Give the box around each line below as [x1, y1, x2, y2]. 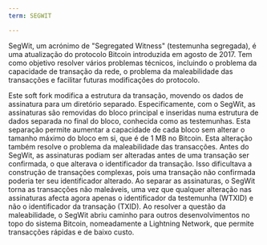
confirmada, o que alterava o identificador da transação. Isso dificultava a [8, 158, 253, 169]
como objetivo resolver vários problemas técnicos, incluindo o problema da [8, 58, 257, 67]
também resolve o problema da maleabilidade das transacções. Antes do [8, 141, 250, 151]
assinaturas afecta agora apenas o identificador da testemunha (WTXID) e [8, 193, 254, 202]
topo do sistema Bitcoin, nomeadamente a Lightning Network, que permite [8, 218, 254, 228]
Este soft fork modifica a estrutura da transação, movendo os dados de [8, 90, 244, 100]
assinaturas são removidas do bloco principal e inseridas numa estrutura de [8, 108, 259, 117]
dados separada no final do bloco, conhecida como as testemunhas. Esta [8, 116, 251, 125]
